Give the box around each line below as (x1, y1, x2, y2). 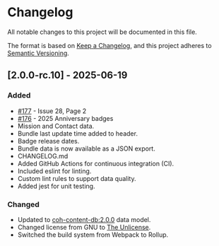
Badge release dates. (17, 136, 80, 145)
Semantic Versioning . (7, 49, 69, 57)
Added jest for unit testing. (17, 182, 95, 190)
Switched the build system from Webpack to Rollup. (17, 230, 169, 239)
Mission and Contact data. (17, 122, 95, 130)
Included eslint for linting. (17, 167, 92, 175)
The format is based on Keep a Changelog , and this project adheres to (7, 41, 212, 49)
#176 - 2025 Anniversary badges (17, 114, 114, 122)
